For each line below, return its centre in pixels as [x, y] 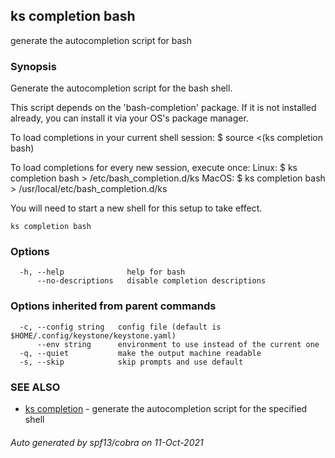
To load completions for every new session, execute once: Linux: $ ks [154, 168]
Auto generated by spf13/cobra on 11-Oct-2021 [107, 442]
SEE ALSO [35, 387]
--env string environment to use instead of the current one [178, 344]
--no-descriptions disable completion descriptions [151, 281]
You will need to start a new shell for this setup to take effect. [136, 208]
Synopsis [33, 66]
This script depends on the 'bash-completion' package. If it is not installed [163, 108]
